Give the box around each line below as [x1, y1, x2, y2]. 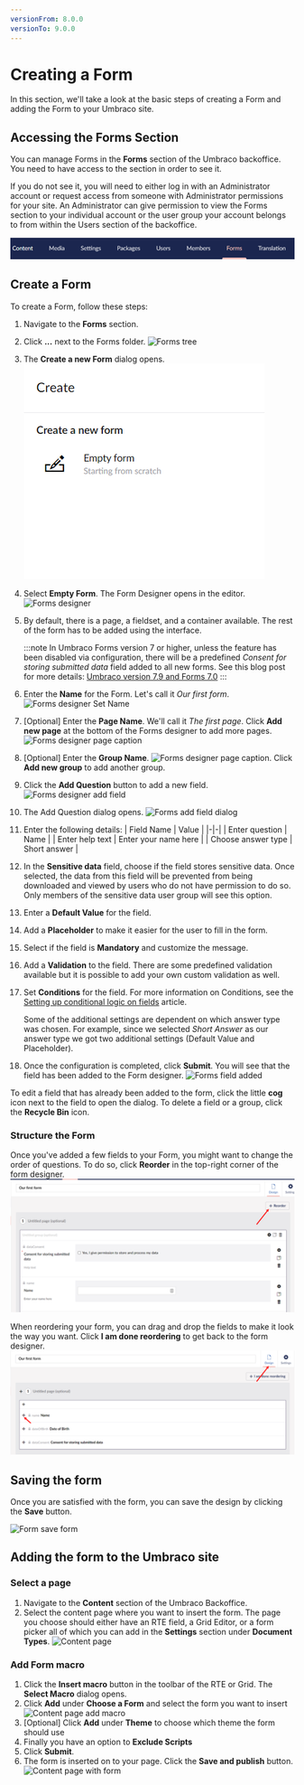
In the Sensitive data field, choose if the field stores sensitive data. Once [23, 860, 295, 871]
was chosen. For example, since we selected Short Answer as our [23, 1023, 269, 1034]
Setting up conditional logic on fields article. [23, 996, 188, 1007]
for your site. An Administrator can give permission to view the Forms [10, 200, 268, 211]
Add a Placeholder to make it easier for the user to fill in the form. [23, 925, 269, 935]
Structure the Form [10, 1129, 96, 1141]
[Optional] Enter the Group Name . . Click [23, 752, 292, 763]
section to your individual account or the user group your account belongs [10, 210, 287, 221]
